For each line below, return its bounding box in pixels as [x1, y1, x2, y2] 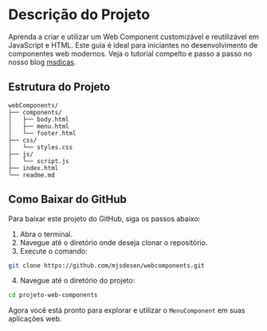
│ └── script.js [8, 157, 69, 165]
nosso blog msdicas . [8, 57, 77, 67]
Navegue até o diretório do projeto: [19, 276, 135, 286]
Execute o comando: [19, 246, 88, 255]
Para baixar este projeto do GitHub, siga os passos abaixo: [8, 213, 201, 224]
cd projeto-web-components [8, 291, 98, 299]
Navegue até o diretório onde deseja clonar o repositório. [19, 237, 208, 247]
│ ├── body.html [8, 115, 69, 123]
